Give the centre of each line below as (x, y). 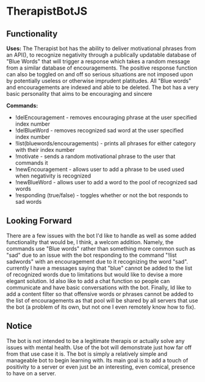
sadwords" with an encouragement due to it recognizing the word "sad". (97, 261)
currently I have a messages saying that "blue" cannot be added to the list (99, 268)
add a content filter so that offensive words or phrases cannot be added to (100, 294)
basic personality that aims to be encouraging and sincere (79, 94)
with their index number (45, 150)
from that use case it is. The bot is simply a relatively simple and (87, 354)
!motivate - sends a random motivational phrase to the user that (95, 156)
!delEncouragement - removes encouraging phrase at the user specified (106, 117)
